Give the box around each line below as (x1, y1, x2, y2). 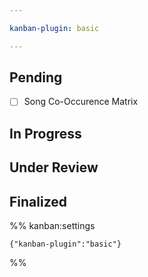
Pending (9, 69, 63, 86)
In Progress (9, 125, 82, 142)
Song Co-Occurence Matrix (23, 96, 139, 108)
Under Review (9, 159, 99, 176)
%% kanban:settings (9, 220, 96, 232)
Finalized (9, 193, 68, 210)
